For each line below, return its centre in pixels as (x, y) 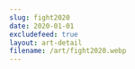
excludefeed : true (44, 34)
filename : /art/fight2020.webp (68, 51)
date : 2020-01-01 (42, 26)
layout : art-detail (46, 43)
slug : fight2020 (40, 17)
